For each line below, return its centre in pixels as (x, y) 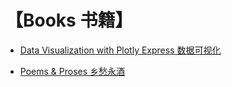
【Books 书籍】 (69, 20)
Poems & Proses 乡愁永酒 (72, 71)
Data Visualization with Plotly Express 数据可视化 (120, 50)
